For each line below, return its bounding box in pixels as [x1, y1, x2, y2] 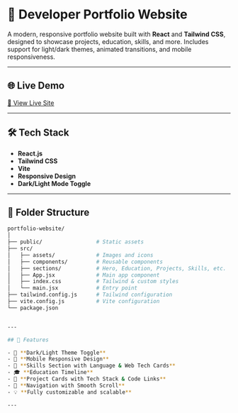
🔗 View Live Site [7, 99, 55, 107]
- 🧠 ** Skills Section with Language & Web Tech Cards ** [7, 362, 176, 370]
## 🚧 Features [7, 336, 50, 343]
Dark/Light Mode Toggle [17, 179, 91, 187]
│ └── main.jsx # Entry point [7, 285, 138, 292]
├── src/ [7, 245, 33, 252]
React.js [17, 149, 43, 158]
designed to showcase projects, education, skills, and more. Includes [7, 37, 209, 45]
